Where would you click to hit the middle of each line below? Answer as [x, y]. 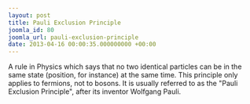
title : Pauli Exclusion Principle [65, 23]
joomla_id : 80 [31, 30]
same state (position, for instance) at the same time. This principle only [123, 75]
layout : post [29, 15]
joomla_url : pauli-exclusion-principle [74, 37]
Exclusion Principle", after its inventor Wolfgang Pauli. [95, 91]
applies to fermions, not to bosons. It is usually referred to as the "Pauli [123, 84]
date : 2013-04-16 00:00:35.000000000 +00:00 [82, 45]
